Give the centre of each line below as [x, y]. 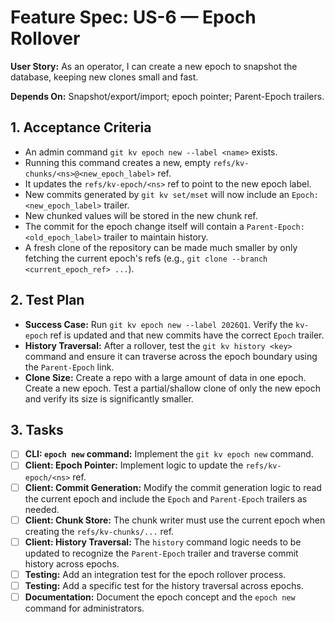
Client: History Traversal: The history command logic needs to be [163, 542]
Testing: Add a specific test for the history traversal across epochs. [164, 585]
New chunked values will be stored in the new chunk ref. [141, 215]
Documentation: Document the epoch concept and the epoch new [160, 597]
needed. [42, 509]
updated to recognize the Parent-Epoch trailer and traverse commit [161, 553]
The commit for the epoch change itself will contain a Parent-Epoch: [164, 226]
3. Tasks [37, 429]
